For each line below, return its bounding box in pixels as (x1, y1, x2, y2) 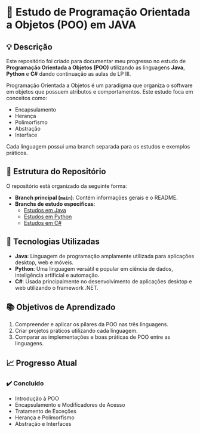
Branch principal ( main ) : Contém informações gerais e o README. (14, 194, 178, 201)
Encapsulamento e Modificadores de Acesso (14, 401, 125, 409)
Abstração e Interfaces (14, 420, 72, 428)
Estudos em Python (23, 213, 72, 220)
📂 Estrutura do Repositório (6, 166, 106, 177)
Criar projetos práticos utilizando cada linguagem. (14, 327, 138, 335)
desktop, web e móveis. (14, 259, 73, 266)
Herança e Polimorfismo (14, 414, 75, 421)
